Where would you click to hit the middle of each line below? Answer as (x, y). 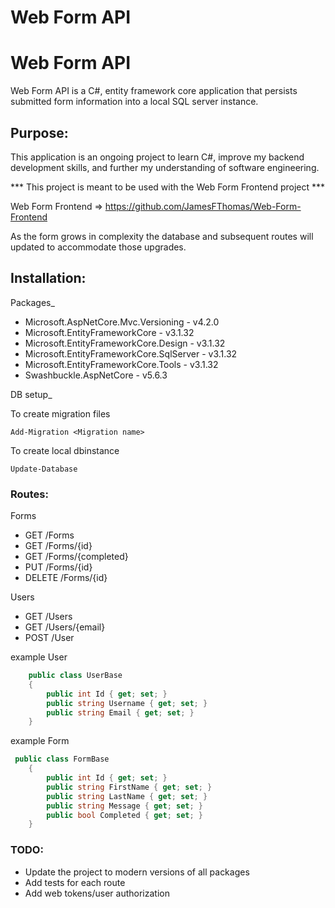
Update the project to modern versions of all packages (137, 872)
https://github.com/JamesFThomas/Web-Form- (203, 206)
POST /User (49, 638)
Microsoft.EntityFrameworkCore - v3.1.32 (109, 332)
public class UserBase (75, 676)
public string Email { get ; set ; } (120, 712)
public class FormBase (62, 759)
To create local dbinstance (65, 450)
